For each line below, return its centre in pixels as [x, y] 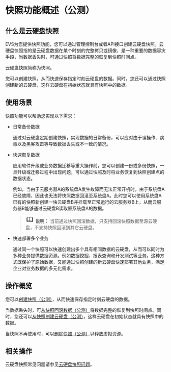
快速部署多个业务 [31, 238]
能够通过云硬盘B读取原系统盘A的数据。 [66, 208]
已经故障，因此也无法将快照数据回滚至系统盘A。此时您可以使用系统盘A [87, 195]
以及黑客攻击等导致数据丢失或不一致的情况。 [64, 144]
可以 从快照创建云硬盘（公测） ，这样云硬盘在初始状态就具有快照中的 [93, 316]
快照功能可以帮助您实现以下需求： [41, 116]
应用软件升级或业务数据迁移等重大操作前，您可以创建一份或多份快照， [86, 165]
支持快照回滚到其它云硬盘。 [68, 227]
